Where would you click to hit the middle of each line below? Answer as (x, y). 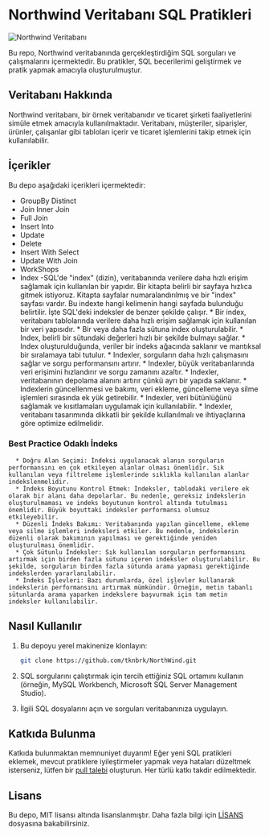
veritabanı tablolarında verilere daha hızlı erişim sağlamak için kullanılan (138, 321)
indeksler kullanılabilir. (53, 602)
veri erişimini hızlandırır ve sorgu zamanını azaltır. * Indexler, (119, 371)
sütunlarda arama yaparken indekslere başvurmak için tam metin (118, 594)
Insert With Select (49, 252)
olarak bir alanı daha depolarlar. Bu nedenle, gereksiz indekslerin (127, 496)
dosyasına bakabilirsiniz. (49, 824)
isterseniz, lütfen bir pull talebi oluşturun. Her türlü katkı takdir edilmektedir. (132, 770)
